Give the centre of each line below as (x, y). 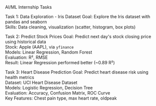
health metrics (20, 77)
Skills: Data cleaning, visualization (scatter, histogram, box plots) (70, 27)
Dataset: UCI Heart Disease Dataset (41, 82)
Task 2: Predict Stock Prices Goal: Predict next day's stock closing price (78, 37)
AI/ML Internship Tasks (29, 7)
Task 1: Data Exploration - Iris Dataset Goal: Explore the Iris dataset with (78, 16)
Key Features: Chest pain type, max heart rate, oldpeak (61, 98)
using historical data (26, 42)
